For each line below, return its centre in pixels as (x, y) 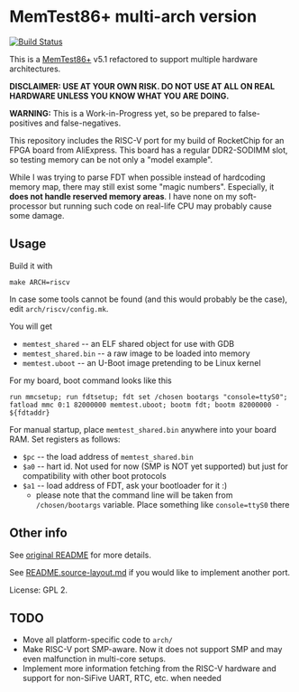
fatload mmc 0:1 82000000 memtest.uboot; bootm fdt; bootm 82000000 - (145, 405)
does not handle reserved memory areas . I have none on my (123, 196)
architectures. (35, 69)
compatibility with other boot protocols (94, 475)
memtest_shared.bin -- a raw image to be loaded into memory (136, 353)
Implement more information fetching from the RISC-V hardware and (149, 669)
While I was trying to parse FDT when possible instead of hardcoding (137, 177)
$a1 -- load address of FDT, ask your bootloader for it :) (125, 485)
